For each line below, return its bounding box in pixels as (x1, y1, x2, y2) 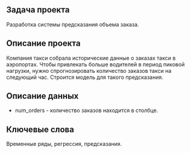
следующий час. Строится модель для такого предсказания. (6, 73, 164, 81)
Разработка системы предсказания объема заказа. (6, 20, 140, 28)
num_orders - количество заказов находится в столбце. (14, 107, 158, 114)
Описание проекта (6, 39, 81, 49)
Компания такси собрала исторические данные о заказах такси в (6, 54, 176, 61)
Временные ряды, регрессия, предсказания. (6, 140, 122, 148)
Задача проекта (6, 5, 70, 15)
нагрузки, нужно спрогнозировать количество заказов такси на (6, 67, 172, 74)
